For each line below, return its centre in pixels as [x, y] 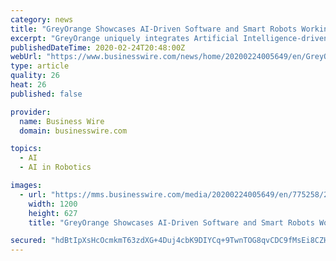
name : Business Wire [62, 121]
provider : [31, 112]
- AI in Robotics [55, 167]
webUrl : [26, 57]
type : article [40, 66]
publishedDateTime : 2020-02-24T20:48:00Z [98, 47]
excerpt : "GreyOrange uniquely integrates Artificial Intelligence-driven [169, 38]
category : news [42, 19]
